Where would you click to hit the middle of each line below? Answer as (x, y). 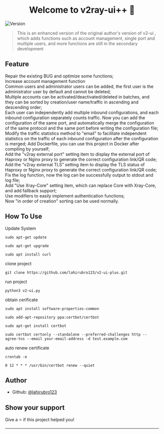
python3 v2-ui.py (23, 291)
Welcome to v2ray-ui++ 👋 (82, 10)
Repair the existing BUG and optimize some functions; (59, 76)
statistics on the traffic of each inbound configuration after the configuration (82, 138)
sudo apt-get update (26, 237)
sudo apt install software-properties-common (52, 308)
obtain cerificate (21, 300)
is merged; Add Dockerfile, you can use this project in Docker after (72, 144)
